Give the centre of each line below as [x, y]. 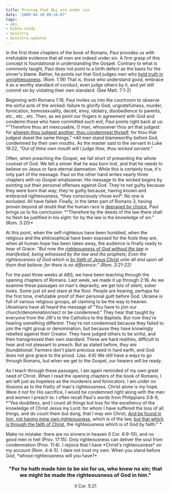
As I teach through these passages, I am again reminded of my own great [82, 371]
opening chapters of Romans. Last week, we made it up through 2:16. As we [85, 280]
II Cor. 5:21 [86, 486]
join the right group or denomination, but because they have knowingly [79, 328]
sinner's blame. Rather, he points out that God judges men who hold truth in [84, 74]
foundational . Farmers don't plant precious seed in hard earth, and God [80, 350]
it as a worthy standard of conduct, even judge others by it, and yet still [80, 85]
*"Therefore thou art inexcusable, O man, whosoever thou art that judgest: [83, 127]
